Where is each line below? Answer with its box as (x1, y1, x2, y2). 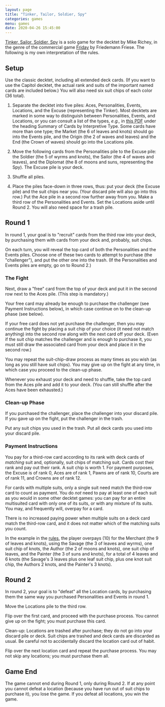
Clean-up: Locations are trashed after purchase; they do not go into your (5, 628, 153, 634)
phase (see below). (5, 311, 44, 317)
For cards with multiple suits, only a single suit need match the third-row (5, 484, 152, 490)
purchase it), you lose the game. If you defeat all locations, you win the (5, 691, 149, 697)
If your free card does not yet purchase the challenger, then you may (5, 321, 145, 327)
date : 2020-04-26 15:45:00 (5, 26, 61, 31)
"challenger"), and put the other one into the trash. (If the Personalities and (5, 257, 157, 263)
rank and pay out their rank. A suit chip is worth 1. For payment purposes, (5, 464, 154, 470)
